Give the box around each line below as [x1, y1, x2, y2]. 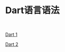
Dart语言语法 [5, 5, 60, 16]
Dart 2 [5, 41, 19, 47]
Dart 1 [5, 31, 18, 37]
